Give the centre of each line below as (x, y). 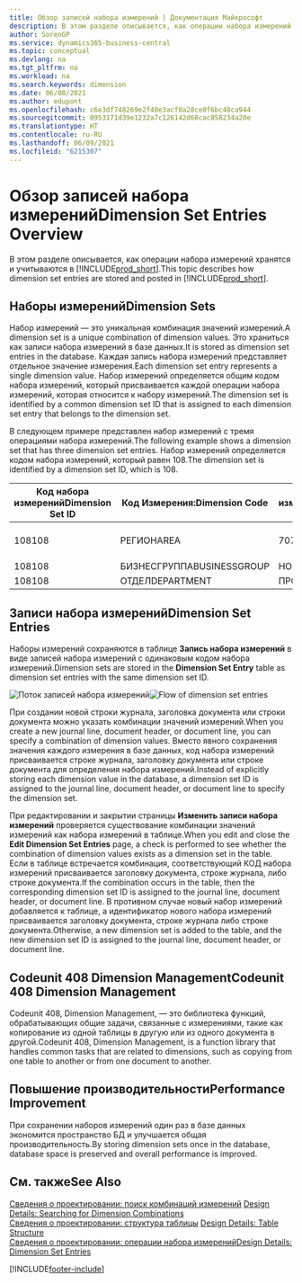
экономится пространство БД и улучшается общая (108, 1135)
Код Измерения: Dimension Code (195, 503)
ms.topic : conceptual (50, 51)
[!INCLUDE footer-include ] (57, 1269)
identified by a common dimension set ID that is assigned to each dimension (151, 405)
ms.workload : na (40, 76)
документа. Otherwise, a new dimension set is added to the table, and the (146, 931)
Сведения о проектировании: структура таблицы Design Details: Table (144, 1223)
